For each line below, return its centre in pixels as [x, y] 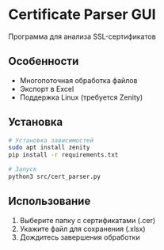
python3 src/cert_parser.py [55, 177]
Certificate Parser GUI [82, 15]
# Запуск [23, 169]
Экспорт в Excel [47, 89]
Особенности [44, 61]
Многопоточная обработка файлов [78, 80]
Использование [50, 201]
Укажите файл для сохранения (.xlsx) [82, 229]
